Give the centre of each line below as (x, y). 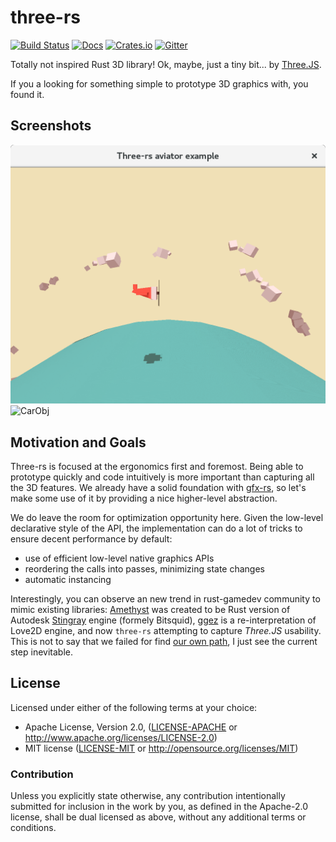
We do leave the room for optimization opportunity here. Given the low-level (167, 517)
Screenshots (51, 126)
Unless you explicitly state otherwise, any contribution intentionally (148, 796)
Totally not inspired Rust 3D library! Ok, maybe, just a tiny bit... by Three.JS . (166, 64)
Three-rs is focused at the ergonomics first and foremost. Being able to (157, 466)
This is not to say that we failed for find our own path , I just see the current (164, 641)
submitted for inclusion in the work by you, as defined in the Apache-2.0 (159, 807)
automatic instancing (68, 579)
